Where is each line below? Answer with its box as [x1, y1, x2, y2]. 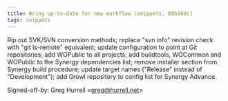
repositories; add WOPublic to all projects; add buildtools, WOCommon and [7, 50, 222, 59]
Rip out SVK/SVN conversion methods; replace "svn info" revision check [7, 35, 213, 44]
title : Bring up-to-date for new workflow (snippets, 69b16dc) [7, 10, 193, 17]
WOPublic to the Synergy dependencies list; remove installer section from [7, 57, 218, 66]
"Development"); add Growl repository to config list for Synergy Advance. [7, 72, 217, 80]
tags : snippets [7, 17, 51, 24]
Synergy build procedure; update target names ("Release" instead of [7, 65, 202, 73]
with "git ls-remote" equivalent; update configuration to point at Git [7, 43, 198, 51]
